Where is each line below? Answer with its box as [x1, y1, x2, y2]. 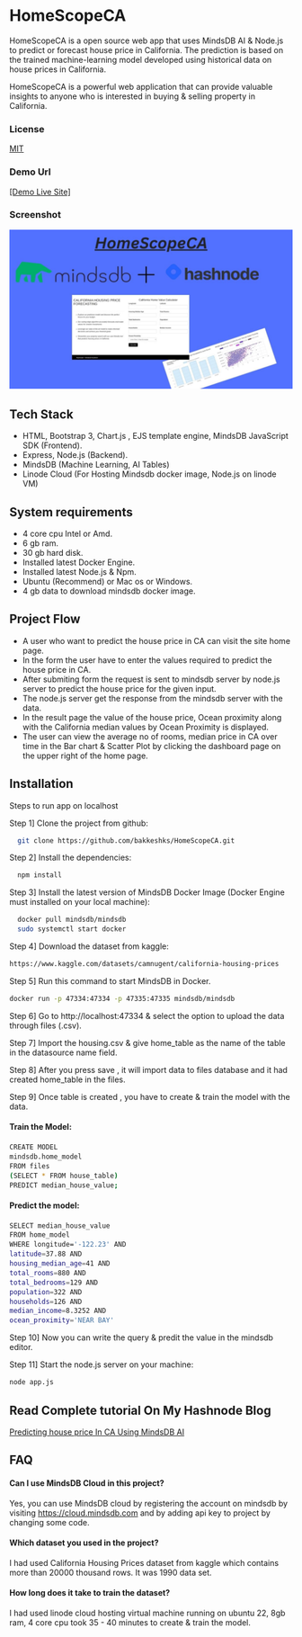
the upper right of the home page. [22, 750, 148, 761]
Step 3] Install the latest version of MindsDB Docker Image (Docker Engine [9, 887, 285, 898]
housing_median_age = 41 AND [9, 1259, 111, 1268]
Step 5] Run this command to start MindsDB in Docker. [9, 975, 211, 986]
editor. [9, 1342, 33, 1353]
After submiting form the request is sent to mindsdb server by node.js [22, 674, 280, 684]
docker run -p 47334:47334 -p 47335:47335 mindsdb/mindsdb [9, 994, 235, 1003]
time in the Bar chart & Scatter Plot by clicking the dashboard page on [22, 740, 281, 751]
